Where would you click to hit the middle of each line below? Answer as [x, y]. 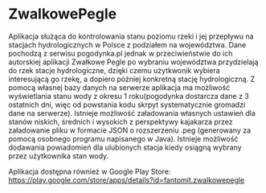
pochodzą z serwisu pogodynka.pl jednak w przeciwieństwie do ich [121, 53]
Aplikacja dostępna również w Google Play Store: [90, 171]
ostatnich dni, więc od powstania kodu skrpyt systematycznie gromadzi [127, 105]
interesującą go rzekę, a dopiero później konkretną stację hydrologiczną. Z [132, 79]
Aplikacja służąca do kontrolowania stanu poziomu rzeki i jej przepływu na [131, 36]
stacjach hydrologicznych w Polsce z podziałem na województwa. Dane [127, 44]
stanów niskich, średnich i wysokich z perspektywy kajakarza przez [121, 121]
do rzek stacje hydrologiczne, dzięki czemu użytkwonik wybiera [114, 70]
